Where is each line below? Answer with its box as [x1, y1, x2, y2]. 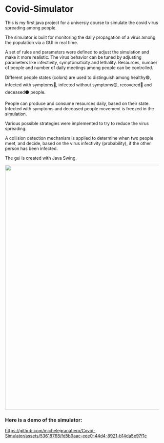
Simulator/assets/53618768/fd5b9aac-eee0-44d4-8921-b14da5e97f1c [5, 433, 147, 439]
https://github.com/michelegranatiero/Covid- [5, 428, 96, 434]
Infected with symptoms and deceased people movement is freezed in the [5, 105, 155, 111]
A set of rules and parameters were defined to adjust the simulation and [5, 49, 149, 55]
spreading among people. [5, 25, 57, 30]
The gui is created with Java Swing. [5, 155, 77, 161]
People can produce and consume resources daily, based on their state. [5, 100, 150, 106]
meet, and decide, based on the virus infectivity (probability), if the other [5, 140, 151, 146]
